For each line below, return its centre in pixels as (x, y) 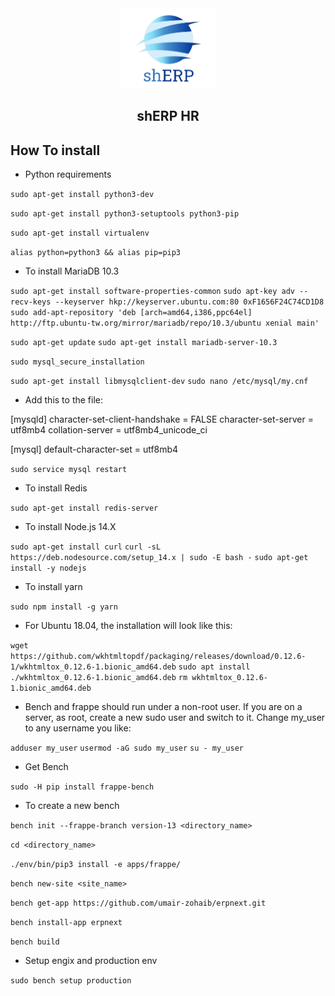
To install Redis (56, 488)
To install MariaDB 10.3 (72, 271)
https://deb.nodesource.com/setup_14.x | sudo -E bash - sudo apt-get (159, 558)
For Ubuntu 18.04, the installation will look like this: (128, 626)
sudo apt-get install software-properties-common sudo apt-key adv (152, 292)
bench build (35, 942)
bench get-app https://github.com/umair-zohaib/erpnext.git (138, 903)
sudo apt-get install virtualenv (80, 233)
